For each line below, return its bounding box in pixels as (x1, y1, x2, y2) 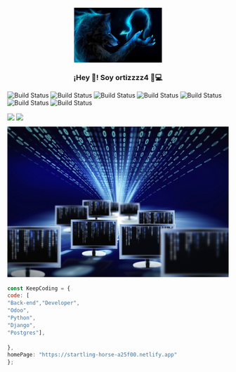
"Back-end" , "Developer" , (7, 300, 80, 307)
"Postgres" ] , (7, 329, 46, 336)
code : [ (7, 292, 30, 299)
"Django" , (7, 321, 37, 328)
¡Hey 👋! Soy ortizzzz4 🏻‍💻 (73, 72, 163, 82)
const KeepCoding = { (7, 285, 71, 292)
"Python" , (7, 314, 37, 321)
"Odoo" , (7, 307, 30, 314)
